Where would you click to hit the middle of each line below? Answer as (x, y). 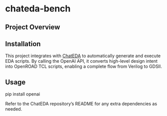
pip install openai (23, 94)
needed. (14, 109)
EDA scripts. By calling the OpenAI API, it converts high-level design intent (82, 61)
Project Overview (33, 27)
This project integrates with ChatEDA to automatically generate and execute (83, 56)
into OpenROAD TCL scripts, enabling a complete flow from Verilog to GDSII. (83, 66)
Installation (23, 44)
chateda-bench (38, 9)
